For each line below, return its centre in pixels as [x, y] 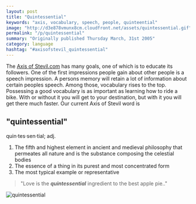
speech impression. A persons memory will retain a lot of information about [97, 78]
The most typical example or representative [67, 172]
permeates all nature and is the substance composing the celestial [94, 153]
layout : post [22, 11]
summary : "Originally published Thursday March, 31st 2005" [81, 39]
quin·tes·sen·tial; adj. [31, 136]
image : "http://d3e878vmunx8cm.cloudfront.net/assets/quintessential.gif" [99, 28]
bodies [23, 160]
